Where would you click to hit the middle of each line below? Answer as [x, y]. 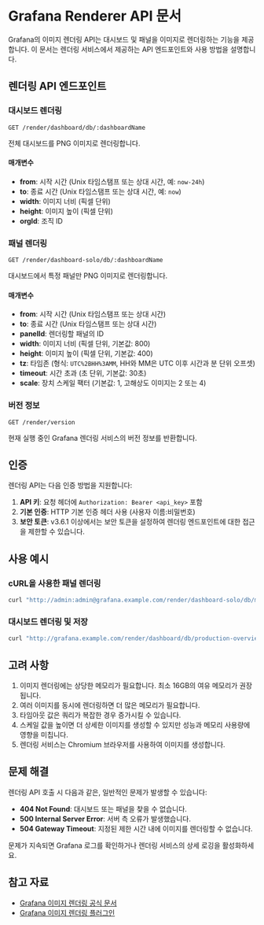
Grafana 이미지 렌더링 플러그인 [67, 912]
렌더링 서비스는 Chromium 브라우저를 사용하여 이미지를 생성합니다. [122, 744]
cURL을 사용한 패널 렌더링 [55, 583]
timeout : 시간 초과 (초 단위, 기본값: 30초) [83, 373]
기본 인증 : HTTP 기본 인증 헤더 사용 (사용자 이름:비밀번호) [107, 512]
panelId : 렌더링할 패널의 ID [62, 334]
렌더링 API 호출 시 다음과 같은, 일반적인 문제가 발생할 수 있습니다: [108, 792]
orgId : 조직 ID [41, 220]
